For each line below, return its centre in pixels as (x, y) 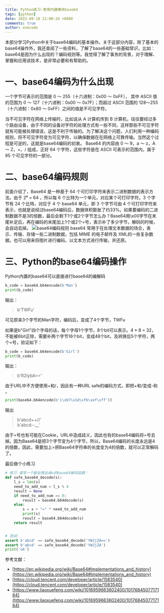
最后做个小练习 (20, 464)
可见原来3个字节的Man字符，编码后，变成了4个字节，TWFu (65, 319)
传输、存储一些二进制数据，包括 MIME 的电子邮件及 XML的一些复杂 (81, 234)
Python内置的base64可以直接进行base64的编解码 (55, 276)
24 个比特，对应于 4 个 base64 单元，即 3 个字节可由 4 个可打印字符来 (86, 204)
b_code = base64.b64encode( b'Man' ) (41, 285)
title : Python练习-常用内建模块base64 (41, 10)
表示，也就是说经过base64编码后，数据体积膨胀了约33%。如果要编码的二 (79, 210)
